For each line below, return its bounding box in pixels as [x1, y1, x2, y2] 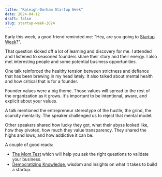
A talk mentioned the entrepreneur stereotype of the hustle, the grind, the [5, 108, 151, 113]
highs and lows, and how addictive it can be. [5, 132, 94, 138]
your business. [12, 156, 42, 162]
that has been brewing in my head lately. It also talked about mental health [5, 73, 153, 79]
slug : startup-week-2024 [5, 20, 55, 26]
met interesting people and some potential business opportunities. [5, 59, 137, 64]
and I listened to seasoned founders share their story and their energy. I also [5, 54, 157, 60]
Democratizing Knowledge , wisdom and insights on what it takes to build [12, 161, 157, 167]
